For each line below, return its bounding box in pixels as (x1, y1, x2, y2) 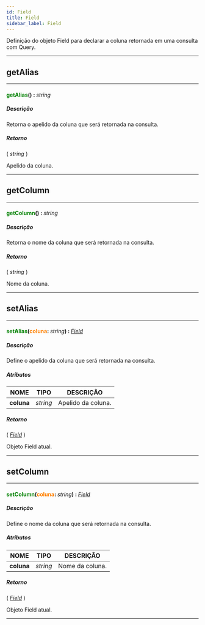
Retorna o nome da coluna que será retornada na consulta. (6, 239, 154, 246)
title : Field (6, 15, 40, 21)
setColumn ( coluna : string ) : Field (6, 490, 90, 498)
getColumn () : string (6, 209, 58, 217)
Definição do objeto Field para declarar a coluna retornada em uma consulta (6, 37, 198, 45)
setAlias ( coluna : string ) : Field (6, 328, 84, 335)
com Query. (6, 43, 36, 51)
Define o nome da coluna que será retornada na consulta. (6, 520, 151, 527)
